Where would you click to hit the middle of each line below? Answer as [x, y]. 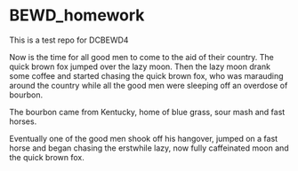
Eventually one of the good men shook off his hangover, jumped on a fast [144, 138]
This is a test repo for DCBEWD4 [69, 40]
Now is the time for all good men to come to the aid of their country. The [141, 57]
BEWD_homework [77, 16]
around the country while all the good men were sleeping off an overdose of [149, 85]
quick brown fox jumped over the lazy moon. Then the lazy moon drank [140, 66]
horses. [23, 121]
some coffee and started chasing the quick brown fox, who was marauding [146, 75]
